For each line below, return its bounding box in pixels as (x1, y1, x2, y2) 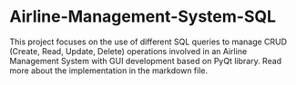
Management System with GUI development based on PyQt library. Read (9, 55, 282, 66)
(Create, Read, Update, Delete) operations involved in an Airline (9, 45, 248, 56)
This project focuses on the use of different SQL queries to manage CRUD (9, 36, 288, 47)
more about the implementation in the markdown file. (9, 65, 209, 76)
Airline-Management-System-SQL (9, 6, 276, 27)
